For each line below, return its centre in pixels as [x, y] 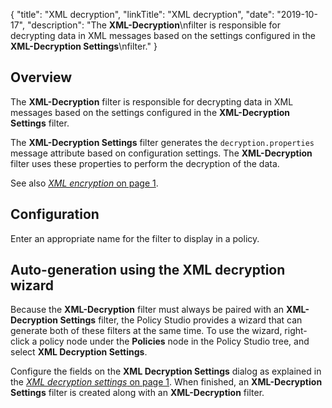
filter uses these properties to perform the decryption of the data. [145, 163]
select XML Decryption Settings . [79, 352]
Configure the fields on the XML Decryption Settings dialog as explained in [166, 371]
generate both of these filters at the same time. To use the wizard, [146, 331]
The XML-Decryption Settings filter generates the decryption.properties [162, 142]
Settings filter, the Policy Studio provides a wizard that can [181, 320]
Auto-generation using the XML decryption [148, 270]
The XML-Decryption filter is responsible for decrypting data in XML [152, 101]
